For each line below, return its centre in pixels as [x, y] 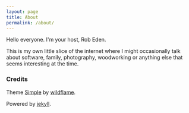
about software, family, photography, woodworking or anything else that [94, 58]
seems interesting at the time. [42, 64]
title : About [22, 17]
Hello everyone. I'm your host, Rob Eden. [56, 40]
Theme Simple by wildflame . [41, 92]
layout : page [22, 12]
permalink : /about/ [30, 23]
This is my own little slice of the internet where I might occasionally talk [94, 51]
